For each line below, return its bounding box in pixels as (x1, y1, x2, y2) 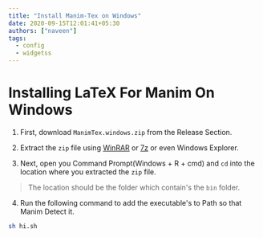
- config (15, 42, 45, 50)
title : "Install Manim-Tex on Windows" (8, 11, 142, 20)
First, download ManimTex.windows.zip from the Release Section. (19, 127, 233, 137)
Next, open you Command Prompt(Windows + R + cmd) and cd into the (19, 158, 255, 168)
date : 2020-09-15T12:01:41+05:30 (8, 19, 120, 27)
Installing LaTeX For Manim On (8, 84, 215, 102)
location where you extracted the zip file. (19, 166, 156, 177)
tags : (8, 34, 26, 43)
